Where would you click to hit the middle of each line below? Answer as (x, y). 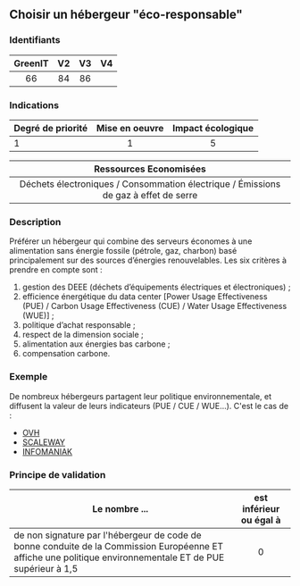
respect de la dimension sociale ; (83, 335)
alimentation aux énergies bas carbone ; (96, 344)
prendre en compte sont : (56, 270)
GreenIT (31, 63)
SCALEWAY (43, 442)
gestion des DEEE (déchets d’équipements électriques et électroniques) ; (156, 287)
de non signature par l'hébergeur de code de (108, 535)
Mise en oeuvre (130, 128)
